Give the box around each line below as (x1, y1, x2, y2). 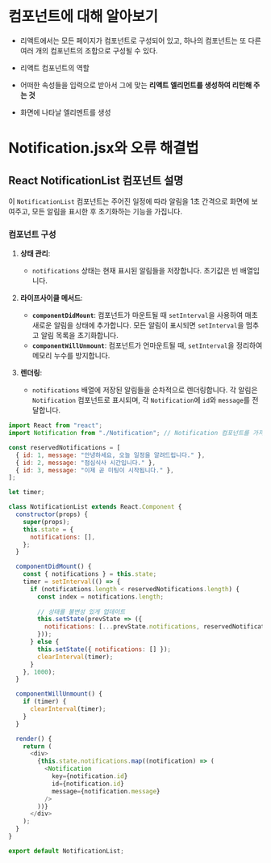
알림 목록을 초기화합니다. (40, 331, 119, 341)
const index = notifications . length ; (37, 592, 164, 601)
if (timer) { (23, 697, 67, 706)
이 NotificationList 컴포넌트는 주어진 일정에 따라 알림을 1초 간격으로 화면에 (8, 196, 250, 206)
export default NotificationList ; (8, 847, 125, 855)
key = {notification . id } (51, 772, 128, 781)
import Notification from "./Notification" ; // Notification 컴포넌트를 (8, 429, 250, 438)
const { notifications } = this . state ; (23, 570, 157, 578)
